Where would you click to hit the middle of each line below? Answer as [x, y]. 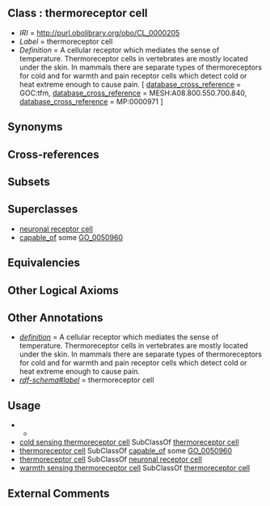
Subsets [29, 181]
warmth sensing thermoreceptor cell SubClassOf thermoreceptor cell [135, 468]
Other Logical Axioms [63, 290]
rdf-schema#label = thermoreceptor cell [86, 380]
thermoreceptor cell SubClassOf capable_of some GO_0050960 [125, 451]
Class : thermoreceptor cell [78, 13]
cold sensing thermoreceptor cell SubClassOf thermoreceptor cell [129, 442]
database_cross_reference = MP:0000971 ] [91, 101]
